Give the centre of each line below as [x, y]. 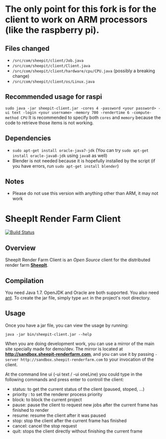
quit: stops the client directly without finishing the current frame [77, 431]
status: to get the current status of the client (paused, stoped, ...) [78, 389]
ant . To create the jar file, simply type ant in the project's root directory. [78, 298]
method [12, 118]
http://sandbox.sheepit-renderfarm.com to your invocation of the [87, 359]
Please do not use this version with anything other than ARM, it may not [85, 194]
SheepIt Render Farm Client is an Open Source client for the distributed [78, 260]
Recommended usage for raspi [54, 97]
